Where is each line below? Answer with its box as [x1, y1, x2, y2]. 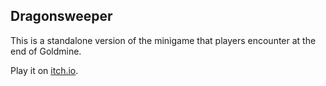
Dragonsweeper [10, 8, 113, 25]
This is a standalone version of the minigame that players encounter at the [10, 34, 317, 46]
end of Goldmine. [10, 45, 82, 57]
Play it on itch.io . [10, 64, 79, 76]
